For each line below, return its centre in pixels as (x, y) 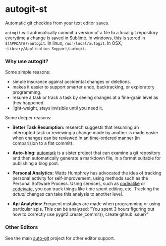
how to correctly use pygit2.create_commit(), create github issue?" (81, 214)
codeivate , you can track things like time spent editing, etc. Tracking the (86, 189)
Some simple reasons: (28, 72)
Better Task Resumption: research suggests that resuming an (76, 127)
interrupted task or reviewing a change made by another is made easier (85, 133)
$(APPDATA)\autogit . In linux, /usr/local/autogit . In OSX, (64, 43)
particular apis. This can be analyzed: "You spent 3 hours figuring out (83, 209)
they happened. (28, 103)
